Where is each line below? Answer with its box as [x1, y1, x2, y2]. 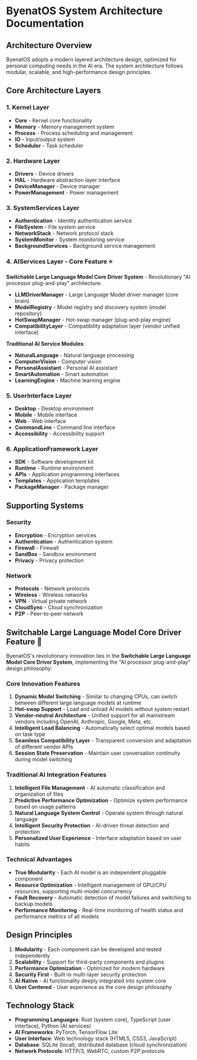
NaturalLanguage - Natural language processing [14, 351, 134, 358]
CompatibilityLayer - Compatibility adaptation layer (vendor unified [14, 322, 180, 329]
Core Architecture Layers [6, 86, 102, 96]
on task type [14, 731, 46, 738]
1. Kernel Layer [6, 104, 50, 112]
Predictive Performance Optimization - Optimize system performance [14, 797, 188, 804]
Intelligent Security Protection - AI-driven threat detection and [14, 822, 170, 829]
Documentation [6, 17, 85, 30]
